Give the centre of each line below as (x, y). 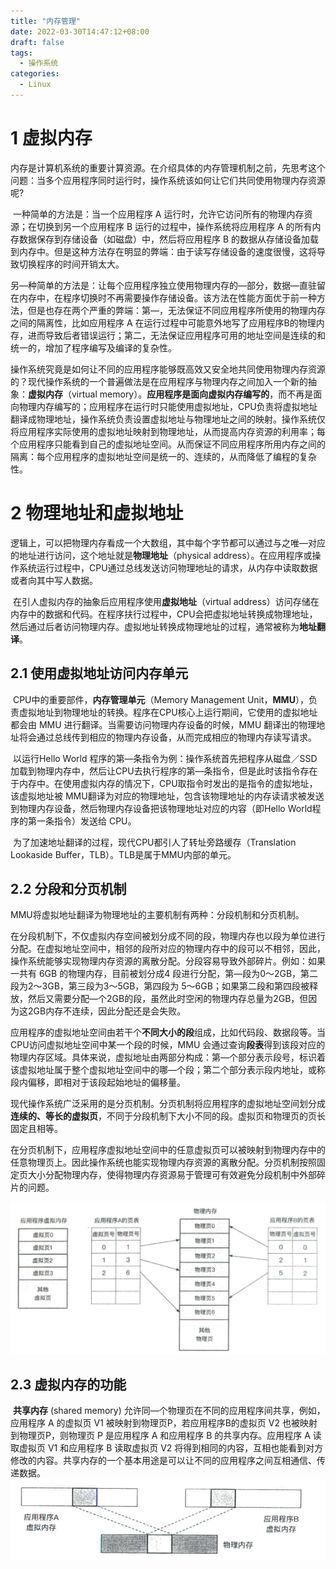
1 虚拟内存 (51, 138)
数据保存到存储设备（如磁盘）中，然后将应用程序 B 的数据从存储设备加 (164, 239)
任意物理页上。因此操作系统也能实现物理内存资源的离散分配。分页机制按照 (163, 1162)
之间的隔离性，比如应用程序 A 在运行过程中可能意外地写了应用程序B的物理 (163, 322)
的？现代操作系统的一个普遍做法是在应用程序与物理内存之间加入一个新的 (159, 381)
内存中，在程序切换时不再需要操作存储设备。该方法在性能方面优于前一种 (167, 297)
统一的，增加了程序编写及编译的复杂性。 (93, 347)
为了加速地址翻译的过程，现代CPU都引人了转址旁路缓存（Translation (154, 842)
